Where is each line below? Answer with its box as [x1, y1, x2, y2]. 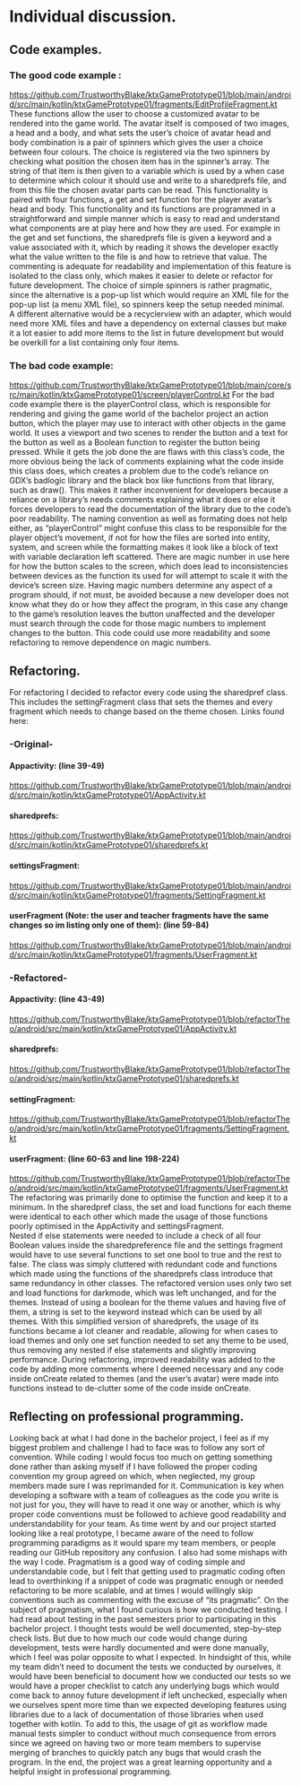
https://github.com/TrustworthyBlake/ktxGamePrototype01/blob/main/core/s [9, 379, 292, 391]
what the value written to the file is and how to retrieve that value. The [9, 251, 268, 262]
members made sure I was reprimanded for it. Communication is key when [9, 1480, 285, 1491]
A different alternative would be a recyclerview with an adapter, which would [9, 308, 292, 319]
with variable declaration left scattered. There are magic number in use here [9, 552, 290, 562]
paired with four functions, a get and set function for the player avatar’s [9, 194, 272, 205]
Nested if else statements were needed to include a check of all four [9, 1231, 262, 1241]
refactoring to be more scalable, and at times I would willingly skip [9, 1585, 254, 1596]
